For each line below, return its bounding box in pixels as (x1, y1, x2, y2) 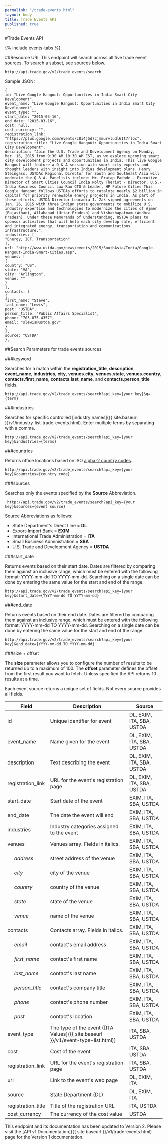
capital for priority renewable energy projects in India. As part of (5, 193, 155, 198)
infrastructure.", (5, 228, 43, 233)
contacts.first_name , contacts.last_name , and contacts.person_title (5, 376, 150, 383)
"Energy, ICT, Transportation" (5, 237, 70, 242)
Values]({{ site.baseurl (50, 1031, 103, 1038)
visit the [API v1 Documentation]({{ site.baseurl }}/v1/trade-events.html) (5, 1129, 152, 1135)
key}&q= (134, 392, 151, 397)
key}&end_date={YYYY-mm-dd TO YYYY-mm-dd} (5, 642, 95, 647)
